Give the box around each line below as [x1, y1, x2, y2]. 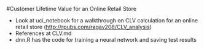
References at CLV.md [15, 30, 72, 37]
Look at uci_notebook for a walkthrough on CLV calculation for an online [15, 17, 198, 24]
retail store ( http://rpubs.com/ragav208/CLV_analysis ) [15, 24, 152, 30]
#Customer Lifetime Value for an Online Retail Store [6, 5, 137, 12]
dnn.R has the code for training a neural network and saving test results [15, 36, 197, 43]
